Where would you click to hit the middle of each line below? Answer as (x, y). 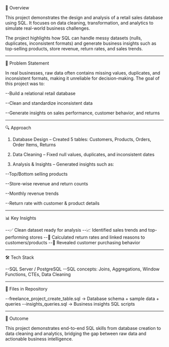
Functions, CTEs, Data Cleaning (38, 274)
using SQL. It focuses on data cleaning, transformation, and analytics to (79, 23)
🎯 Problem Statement (27, 63)
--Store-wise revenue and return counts (47, 184)
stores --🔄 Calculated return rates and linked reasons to (87, 237)
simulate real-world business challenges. (48, 28)
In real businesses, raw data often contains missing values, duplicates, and (83, 73)
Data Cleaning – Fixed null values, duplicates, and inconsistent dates (83, 154)
